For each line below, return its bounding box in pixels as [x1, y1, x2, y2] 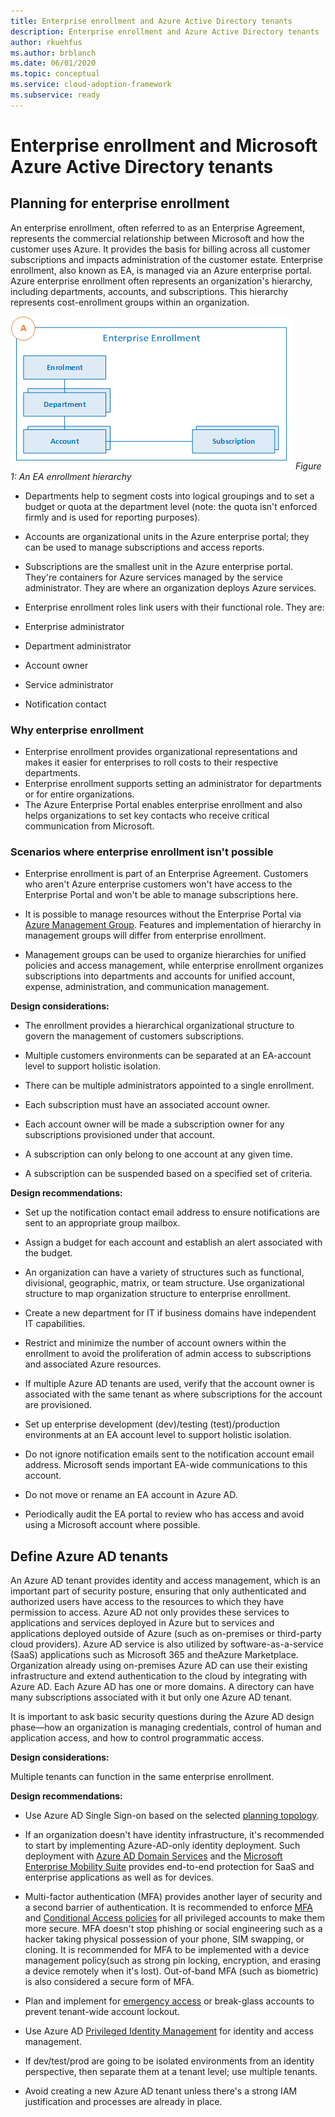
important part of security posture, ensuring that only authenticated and [10, 1585, 307, 1597]
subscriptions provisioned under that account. [24, 1129, 216, 1141]
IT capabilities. [24, 1318, 86, 1330]
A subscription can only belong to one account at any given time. [24, 1148, 293, 1160]
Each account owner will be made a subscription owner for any [24, 1118, 285, 1130]
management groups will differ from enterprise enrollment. [24, 930, 267, 942]
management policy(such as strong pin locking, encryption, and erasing [24, 1955, 322, 1967]
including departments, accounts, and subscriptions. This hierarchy [10, 285, 289, 297]
